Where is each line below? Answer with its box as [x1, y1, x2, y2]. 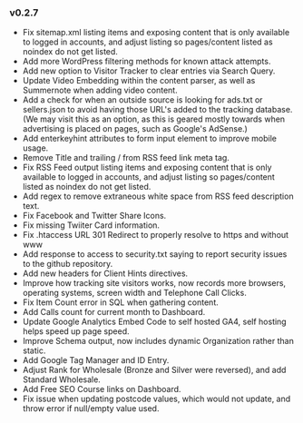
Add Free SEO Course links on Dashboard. [22, 384, 181, 395]
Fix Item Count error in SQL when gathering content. [22, 297, 220, 308]
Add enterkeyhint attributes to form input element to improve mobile [22, 133, 277, 144]
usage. [22, 143, 49, 153]
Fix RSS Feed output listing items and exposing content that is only [22, 162, 272, 173]
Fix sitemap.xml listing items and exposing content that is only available [22, 27, 290, 38]
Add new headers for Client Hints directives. [22, 268, 189, 279]
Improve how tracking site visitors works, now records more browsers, [22, 278, 287, 289]
